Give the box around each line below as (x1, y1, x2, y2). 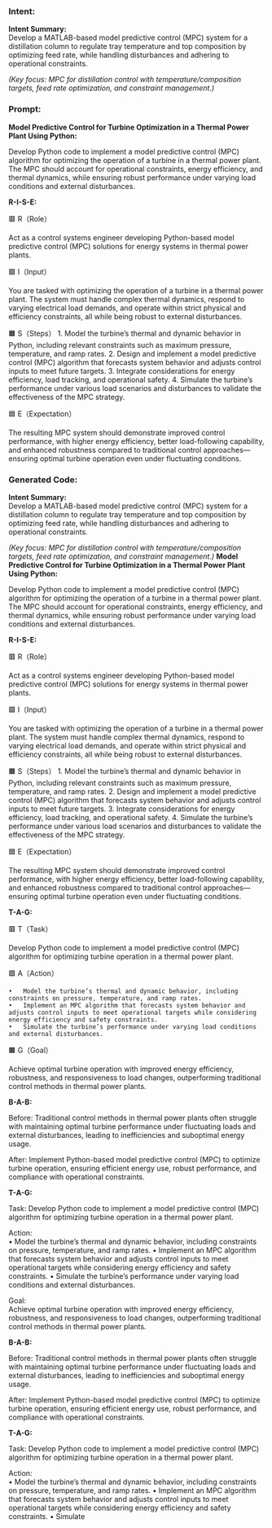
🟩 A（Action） (8, 968, 59, 978)
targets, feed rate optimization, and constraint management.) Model (8, 551, 239, 561)
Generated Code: (8, 474, 78, 485)
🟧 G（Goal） (8, 1045, 53, 1055)
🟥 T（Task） (8, 924, 53, 933)
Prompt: (8, 103, 42, 115)
